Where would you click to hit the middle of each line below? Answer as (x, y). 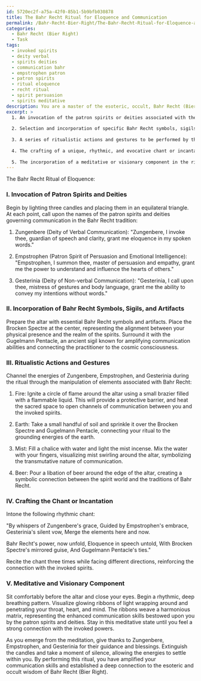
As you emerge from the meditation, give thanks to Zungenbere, (85, 640)
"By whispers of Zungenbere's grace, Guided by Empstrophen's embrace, (98, 526)
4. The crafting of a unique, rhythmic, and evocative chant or (93, 151)
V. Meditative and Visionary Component (66, 583)
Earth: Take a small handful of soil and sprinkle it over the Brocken (96, 424)
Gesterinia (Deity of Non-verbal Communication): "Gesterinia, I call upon (104, 280)
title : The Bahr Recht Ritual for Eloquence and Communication (87, 17)
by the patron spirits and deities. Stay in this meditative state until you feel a (99, 622)
